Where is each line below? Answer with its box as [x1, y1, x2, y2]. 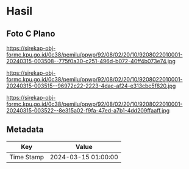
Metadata [6, 125, 44, 135]
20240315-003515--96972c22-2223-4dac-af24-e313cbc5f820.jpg [6, 82, 176, 89]
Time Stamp [9, 153, 45, 161]
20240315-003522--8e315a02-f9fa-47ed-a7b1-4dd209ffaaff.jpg [6, 107, 170, 114]
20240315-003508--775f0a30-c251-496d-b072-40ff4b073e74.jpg [6, 58, 176, 64]
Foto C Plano [6, 29, 55, 39]
